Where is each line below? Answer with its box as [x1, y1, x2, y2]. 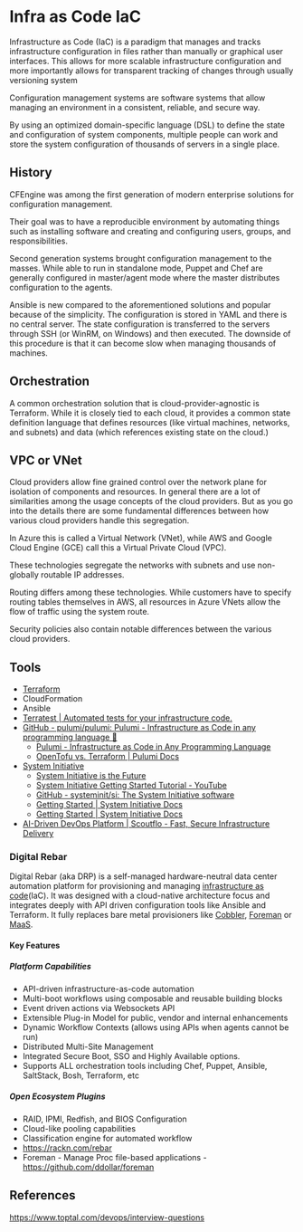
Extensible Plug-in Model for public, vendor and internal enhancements [22, 1012, 289, 1024]
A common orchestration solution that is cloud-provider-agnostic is [9, 397, 260, 408]
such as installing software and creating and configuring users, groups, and [9, 225, 291, 236]
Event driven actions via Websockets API [22, 1003, 175, 1014]
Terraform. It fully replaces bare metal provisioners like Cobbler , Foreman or [9, 910, 292, 921]
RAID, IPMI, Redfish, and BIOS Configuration [22, 1113, 187, 1124]
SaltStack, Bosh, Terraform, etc [22, 1070, 140, 1081]
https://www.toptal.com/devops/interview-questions [9, 1211, 205, 1223]
